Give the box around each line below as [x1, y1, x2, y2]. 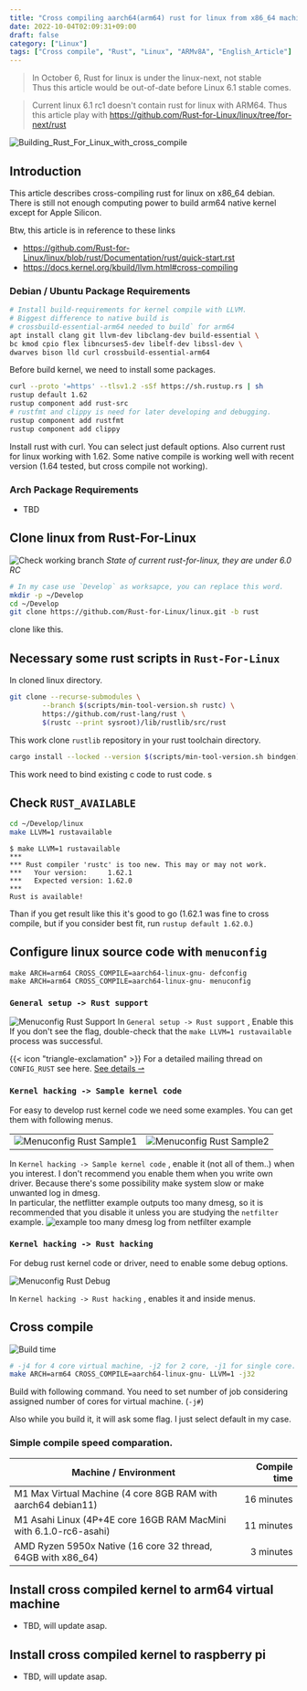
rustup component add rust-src [9, 399, 129, 408]
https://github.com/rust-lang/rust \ [42, 709, 185, 718]
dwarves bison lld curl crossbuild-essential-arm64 [9, 348, 210, 357]
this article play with [31, 110, 108, 121]
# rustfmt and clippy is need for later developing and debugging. [9, 407, 272, 417]
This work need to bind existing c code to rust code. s [9, 768, 213, 779]
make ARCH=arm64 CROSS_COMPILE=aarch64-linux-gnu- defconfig [9, 968, 248, 978]
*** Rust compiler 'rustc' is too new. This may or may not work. [9, 861, 268, 870]
